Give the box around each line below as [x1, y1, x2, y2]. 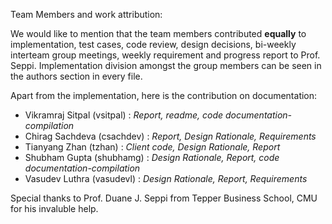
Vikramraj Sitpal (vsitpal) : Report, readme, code [24, 109, 224, 121]
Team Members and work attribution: [10, 9, 163, 20]
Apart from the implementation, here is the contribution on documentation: [10, 90, 318, 101]
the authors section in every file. [10, 70, 143, 82]
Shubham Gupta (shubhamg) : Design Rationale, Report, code [24, 152, 280, 163]
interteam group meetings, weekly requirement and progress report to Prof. [10, 49, 321, 61]
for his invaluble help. [10, 203, 99, 214]
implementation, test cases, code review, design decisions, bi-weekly [10, 39, 297, 50]
